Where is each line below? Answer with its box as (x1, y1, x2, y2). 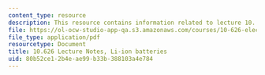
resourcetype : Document (8, 41, 87, 48)
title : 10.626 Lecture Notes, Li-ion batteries (8, 48, 168, 55)
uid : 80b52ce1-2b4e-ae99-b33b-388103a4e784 (8, 55, 154, 63)
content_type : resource (8, 11, 87, 20)
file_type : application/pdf (8, 33, 101, 41)
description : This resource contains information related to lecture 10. (8, 19, 256, 27)
